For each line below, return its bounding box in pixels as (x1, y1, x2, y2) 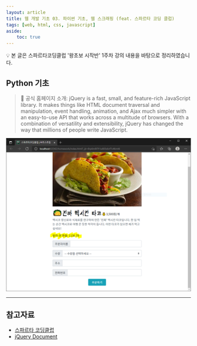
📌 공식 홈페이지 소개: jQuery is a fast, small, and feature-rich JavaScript (20, 95, 191, 102)
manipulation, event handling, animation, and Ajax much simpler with (20, 108, 186, 115)
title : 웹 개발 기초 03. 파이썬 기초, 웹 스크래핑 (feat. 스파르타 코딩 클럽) (6, 15, 175, 22)
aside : (6, 28, 22, 34)
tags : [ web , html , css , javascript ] (6, 22, 96, 28)
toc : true (16, 34, 41, 41)
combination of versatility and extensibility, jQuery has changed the (20, 120, 184, 127)
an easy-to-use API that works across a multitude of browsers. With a (20, 113, 189, 120)
